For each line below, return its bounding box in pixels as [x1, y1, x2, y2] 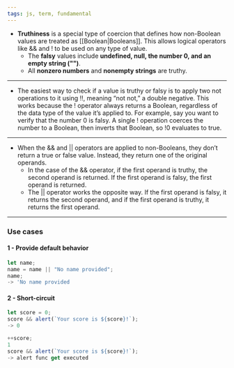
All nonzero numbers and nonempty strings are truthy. [27, 66, 187, 75]
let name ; [7, 259, 36, 266]
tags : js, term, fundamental [7, 10, 92, 17]
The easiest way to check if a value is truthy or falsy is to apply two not [17, 86, 221, 95]
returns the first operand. [27, 203, 100, 211]
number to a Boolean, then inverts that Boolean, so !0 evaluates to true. [17, 123, 222, 132]
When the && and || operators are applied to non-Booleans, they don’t [17, 144, 218, 152]
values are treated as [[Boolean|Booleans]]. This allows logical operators [17, 36, 226, 45]
